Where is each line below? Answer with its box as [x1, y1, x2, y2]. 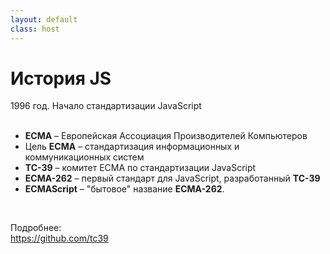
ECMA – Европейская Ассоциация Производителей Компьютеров [24, 130, 308, 142]
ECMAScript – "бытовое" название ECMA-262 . [24, 183, 225, 195]
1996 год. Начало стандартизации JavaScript [10, 100, 202, 112]
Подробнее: [10, 222, 62, 234]
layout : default [10, 14, 78, 25]
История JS [10, 67, 112, 90]
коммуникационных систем [24, 151, 145, 163]
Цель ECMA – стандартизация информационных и [24, 141, 240, 153]
